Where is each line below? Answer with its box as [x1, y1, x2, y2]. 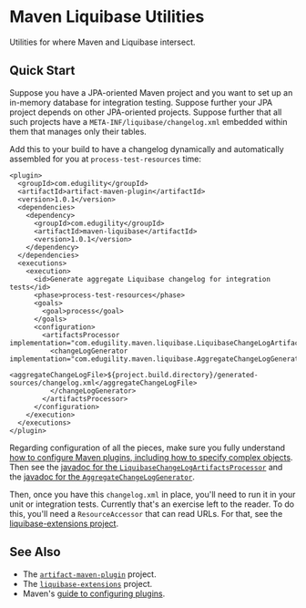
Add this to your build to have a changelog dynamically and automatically [9, 143, 284, 154]
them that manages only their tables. [9, 126, 148, 137]
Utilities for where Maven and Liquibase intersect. [9, 36, 196, 47]
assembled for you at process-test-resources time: [9, 153, 202, 164]
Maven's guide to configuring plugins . [22, 588, 166, 599]
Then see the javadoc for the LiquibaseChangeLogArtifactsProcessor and [9, 461, 283, 472]
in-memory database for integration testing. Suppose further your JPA [9, 97, 273, 108]
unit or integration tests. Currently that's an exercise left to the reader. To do [9, 499, 294, 510]
